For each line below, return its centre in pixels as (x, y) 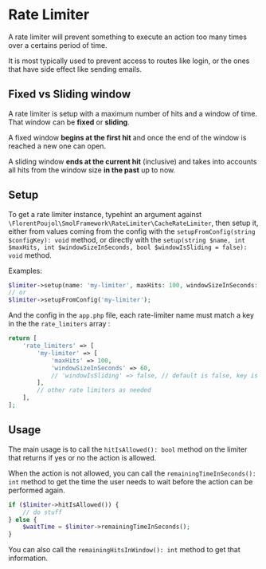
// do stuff (42, 512)
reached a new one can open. (57, 146)
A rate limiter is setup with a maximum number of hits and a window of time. (133, 113)
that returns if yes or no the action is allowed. (82, 457)
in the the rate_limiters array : (59, 324)
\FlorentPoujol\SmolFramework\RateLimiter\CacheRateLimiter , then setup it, (133, 223)
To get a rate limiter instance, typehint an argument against (105, 214)
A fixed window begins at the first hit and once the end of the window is (127, 137)
